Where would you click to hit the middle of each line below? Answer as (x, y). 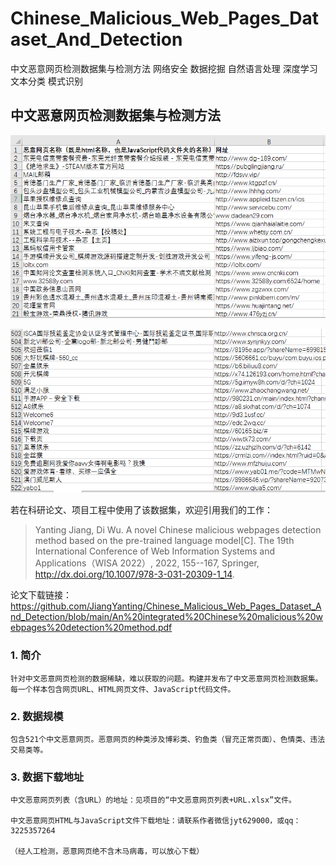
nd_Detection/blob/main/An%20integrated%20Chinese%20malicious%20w (166, 617)
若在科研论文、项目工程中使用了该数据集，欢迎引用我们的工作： (141, 510)
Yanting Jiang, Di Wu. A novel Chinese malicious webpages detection (178, 530)
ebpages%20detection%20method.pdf (91, 628)
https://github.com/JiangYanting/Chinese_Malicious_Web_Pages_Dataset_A (166, 606)
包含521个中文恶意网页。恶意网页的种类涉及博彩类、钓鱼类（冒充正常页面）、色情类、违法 (168, 740)
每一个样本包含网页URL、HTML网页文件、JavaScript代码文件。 (123, 689)
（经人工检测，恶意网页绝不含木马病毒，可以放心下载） (107, 852)
